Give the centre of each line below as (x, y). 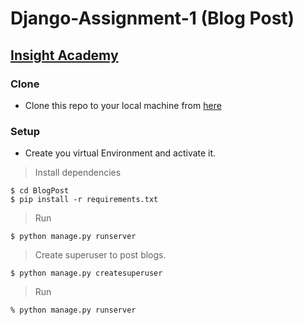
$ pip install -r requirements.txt (84, 200)
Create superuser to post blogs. (100, 255)
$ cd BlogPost (40, 191)
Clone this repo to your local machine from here (123, 105)
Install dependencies (78, 173)
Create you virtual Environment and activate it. (120, 153)
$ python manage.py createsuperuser (86, 273)
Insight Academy (64, 55)
